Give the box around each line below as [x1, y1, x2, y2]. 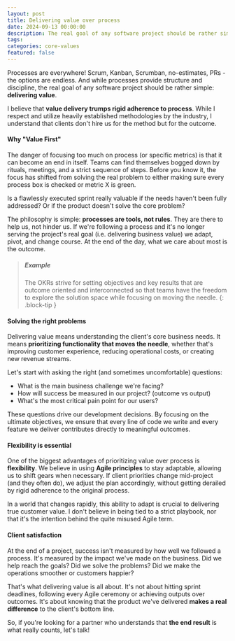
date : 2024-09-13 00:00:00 [7, 23, 86, 30]
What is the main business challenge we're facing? [17, 382, 164, 390]
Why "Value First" [7, 135, 62, 143]
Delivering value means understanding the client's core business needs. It [7, 332, 220, 341]
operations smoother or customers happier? [7, 568, 134, 577]
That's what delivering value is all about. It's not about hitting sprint [7, 582, 201, 591]
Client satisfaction [7, 531, 62, 540]
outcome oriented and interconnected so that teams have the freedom [24, 286, 227, 295]
